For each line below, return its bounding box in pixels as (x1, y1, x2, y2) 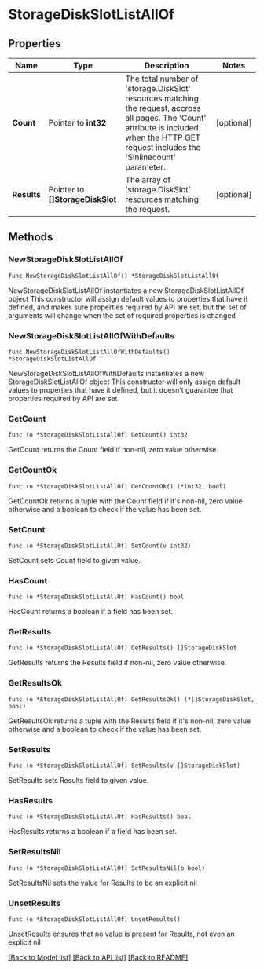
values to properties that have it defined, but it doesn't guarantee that (8, 385, 233, 394)
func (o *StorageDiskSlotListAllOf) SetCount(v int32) (8, 542, 192, 550)
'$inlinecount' (125, 152, 177, 163)
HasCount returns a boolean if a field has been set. (8, 607, 174, 616)
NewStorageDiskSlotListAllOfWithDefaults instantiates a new (8, 368, 204, 378)
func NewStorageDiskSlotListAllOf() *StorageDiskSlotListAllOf (8, 272, 220, 280)
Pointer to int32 (48, 118, 107, 128)
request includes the (125, 142, 201, 152)
